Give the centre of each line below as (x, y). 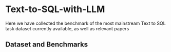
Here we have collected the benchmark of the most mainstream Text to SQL (85, 23)
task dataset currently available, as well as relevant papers (67, 28)
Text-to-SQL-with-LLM (55, 9)
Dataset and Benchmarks (47, 45)
